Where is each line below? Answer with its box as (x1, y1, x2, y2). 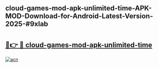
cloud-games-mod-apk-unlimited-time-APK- (5, 4, 152, 13)
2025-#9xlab (5, 20, 48, 28)
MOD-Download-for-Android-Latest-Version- (5, 12, 153, 21)
